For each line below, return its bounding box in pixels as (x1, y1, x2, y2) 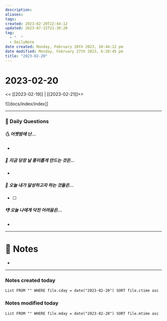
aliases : (5, 12, 23, 17)
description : (5, 7, 32, 12)
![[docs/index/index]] (5, 101, 49, 107)
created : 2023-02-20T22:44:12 (5, 21, 68, 26)
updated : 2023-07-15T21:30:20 (5, 26, 68, 31)
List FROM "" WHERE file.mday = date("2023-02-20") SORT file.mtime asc (5, 311, 159, 316)
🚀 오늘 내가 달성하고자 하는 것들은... (5, 182, 74, 188)
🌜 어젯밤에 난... (5, 131, 36, 137)
